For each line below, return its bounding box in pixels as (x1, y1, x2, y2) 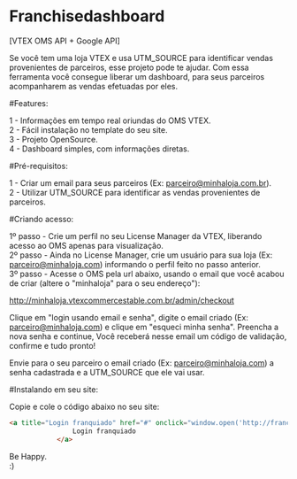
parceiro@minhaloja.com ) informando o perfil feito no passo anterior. (9, 259, 261, 269)
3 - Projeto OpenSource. (9, 134, 99, 144)
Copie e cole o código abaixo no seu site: (9, 401, 160, 412)
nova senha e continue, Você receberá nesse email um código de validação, (9, 330, 287, 342)
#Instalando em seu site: (9, 383, 99, 395)
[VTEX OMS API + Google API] (9, 35, 121, 46)
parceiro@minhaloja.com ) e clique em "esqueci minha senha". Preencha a (9, 321, 279, 332)
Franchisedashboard (9, 6, 165, 27)
